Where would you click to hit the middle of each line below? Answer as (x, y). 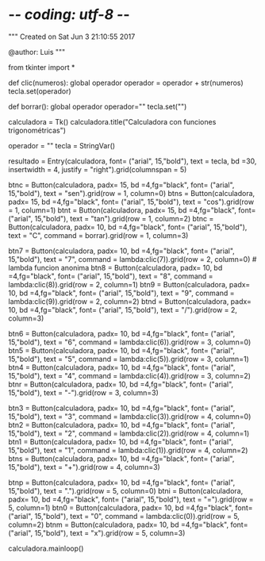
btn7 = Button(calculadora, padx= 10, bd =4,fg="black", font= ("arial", (122, 251)
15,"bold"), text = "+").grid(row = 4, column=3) (84, 467)
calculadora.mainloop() (46, 548)
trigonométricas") (37, 130)
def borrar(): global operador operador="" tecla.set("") (98, 106)
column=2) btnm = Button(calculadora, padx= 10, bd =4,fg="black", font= (128, 524)
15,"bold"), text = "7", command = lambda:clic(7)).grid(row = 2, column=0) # (132, 259)
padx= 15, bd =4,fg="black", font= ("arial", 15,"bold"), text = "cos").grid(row (131, 202)
